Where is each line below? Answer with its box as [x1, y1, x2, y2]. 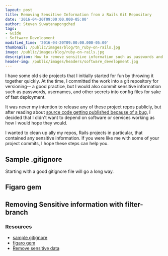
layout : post [5, 7, 33, 13]
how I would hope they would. [5, 120, 68, 126]
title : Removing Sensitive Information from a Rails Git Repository [5, 12, 152, 17]
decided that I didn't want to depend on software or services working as [5, 114, 155, 121]
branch [5, 208, 29, 217]
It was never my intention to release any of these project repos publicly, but [5, 104, 161, 110]
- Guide [5, 31, 22, 36]
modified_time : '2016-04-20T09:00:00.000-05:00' [5, 40, 109, 45]
